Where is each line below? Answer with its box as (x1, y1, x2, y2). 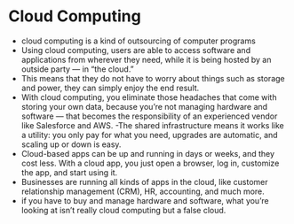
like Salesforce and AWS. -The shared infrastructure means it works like (20, 120, 285, 130)
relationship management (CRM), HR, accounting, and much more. (20, 186, 266, 197)
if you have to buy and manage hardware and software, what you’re (20, 195, 269, 205)
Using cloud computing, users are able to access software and (20, 44, 250, 55)
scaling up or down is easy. (20, 139, 122, 150)
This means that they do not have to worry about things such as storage (20, 73, 285, 83)
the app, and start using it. (20, 166, 118, 178)
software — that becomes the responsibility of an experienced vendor (20, 111, 278, 121)
